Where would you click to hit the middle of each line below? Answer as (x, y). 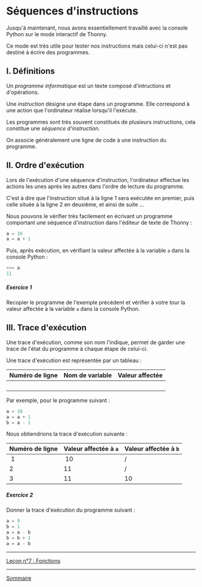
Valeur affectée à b (152, 449)
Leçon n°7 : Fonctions (33, 560)
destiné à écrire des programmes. (48, 52)
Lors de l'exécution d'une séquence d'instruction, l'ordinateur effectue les (98, 180)
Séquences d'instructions (72, 11)
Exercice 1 (19, 287)
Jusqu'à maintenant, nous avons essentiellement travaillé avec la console (97, 28)
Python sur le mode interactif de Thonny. (57, 34)
